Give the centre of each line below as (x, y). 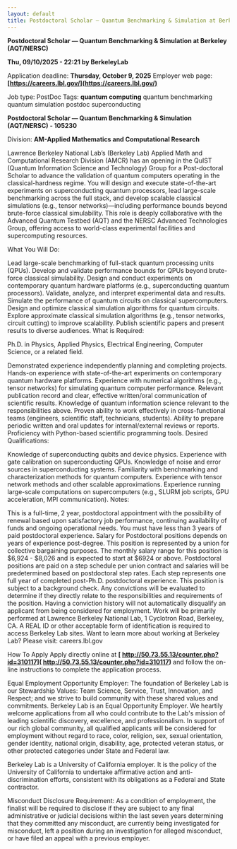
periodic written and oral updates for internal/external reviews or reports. (114, 426)
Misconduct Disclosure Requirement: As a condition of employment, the (112, 800)
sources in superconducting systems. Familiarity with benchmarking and (113, 469)
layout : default (31, 14)
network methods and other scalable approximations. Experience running (114, 484)
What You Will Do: (34, 249)
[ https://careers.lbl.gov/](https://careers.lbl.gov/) (82, 83)
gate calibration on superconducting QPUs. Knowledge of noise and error (114, 462)
